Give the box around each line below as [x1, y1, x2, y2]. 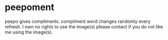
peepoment [5, 2, 54, 13]
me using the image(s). [5, 29, 53, 35]
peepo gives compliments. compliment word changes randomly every [5, 18, 151, 24]
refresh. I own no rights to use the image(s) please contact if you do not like [5, 23, 163, 29]
